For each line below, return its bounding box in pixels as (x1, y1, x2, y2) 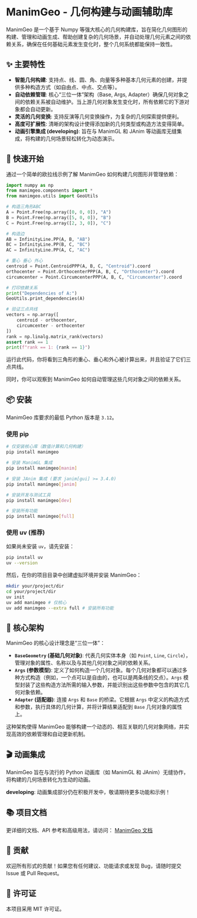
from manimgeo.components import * (6, 187, 93, 194)
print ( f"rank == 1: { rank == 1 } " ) (6, 344, 91, 350)
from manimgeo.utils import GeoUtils (6, 193, 98, 199)
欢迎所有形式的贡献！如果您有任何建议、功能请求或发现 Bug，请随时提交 (6, 862, 182, 869)
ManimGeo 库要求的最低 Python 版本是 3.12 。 (6, 414, 117, 421)
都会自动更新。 (19, 105, 56, 112)
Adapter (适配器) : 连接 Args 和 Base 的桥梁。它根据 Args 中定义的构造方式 (14, 696, 189, 703)
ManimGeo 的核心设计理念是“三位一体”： (6, 639, 106, 646)
